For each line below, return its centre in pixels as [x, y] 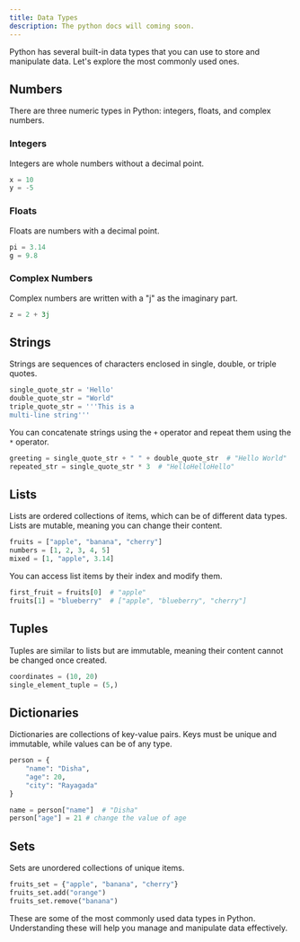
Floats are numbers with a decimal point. [84, 231]
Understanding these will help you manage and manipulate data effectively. [149, 928]
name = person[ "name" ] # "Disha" [74, 810]
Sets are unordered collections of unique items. [97, 868]
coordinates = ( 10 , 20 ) [54, 676]
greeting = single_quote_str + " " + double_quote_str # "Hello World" [148, 458]
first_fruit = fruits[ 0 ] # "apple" [78, 593]
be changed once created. [58, 660]
